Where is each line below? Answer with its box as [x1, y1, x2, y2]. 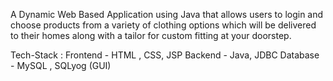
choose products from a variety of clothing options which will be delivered [10, 19, 317, 31]
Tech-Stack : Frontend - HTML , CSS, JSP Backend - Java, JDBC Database [10, 49, 320, 61]
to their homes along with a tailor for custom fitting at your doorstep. [10, 30, 292, 41]
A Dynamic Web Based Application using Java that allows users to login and [10, 9, 324, 20]
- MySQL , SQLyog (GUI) [10, 60, 112, 71]
